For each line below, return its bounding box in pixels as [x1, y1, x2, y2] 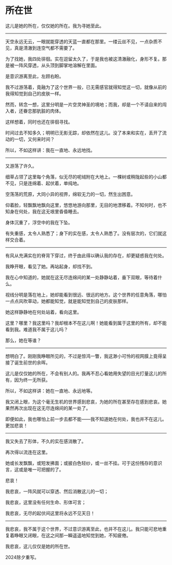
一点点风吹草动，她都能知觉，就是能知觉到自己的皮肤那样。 [5, 298, 131, 304]
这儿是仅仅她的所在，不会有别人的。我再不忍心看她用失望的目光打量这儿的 [5, 370, 162, 376]
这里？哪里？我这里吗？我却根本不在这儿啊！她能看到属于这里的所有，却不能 [5, 320, 167, 326]
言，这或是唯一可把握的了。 [5, 466, 64, 472]
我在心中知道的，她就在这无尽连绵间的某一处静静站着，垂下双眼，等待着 [5, 274, 158, 280]
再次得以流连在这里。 [5, 449, 50, 455]
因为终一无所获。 [14, 376, 50, 383]
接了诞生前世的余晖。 [5, 359, 50, 366]
